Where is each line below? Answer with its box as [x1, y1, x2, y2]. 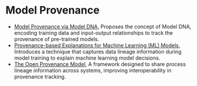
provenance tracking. [14, 73, 66, 80]
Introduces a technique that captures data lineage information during [14, 48, 182, 55]
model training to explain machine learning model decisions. [14, 54, 160, 61]
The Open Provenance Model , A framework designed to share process [14, 60, 186, 68]
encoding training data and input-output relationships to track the [14, 29, 173, 36]
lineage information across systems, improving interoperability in [14, 67, 172, 74]
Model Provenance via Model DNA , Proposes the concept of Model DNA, [14, 23, 192, 30]
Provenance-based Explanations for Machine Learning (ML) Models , [14, 42, 180, 49]
